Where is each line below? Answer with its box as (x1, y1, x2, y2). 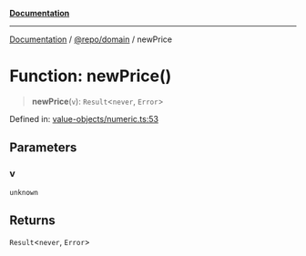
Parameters (9, 140, 77, 156)
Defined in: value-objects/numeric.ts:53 (9, 113, 159, 124)
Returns (9, 213, 56, 229)
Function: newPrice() (9, 66, 172, 87)
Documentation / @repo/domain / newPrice (9, 34, 173, 45)
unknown (9, 188, 39, 197)
